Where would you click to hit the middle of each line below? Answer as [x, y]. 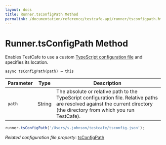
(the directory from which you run [95, 110]
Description [107, 83]
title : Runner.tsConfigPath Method [42, 14]
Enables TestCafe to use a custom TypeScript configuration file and [74, 57]
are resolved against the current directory [104, 104]
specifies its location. [27, 62]
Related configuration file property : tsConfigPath [55, 138]
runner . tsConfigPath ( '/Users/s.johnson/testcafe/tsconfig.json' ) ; [75, 128]
